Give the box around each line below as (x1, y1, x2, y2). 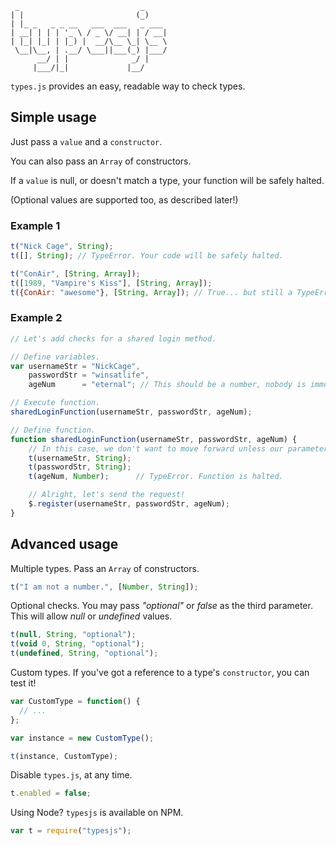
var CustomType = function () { (10, 697, 141, 707)
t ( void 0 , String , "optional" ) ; (10, 639, 145, 649)
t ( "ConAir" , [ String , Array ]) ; (10, 268, 141, 279)
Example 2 (10, 311, 63, 325)
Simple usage (10, 109, 97, 126)
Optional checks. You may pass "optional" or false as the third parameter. (10, 600, 313, 612)
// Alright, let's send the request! (28, 490, 186, 500)
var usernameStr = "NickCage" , (10, 361, 141, 371)
